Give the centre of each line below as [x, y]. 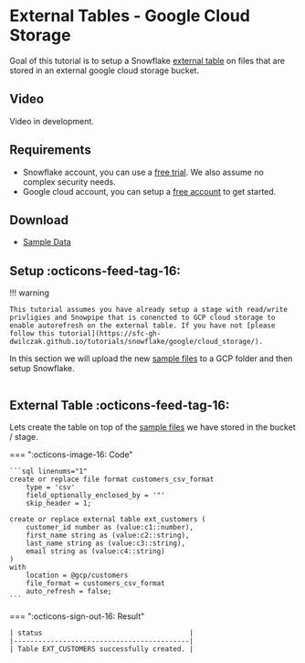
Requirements [50, 150]
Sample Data [47, 242]
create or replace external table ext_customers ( [108, 519]
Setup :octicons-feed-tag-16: [95, 271]
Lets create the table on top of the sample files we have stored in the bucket [152, 427]
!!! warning [30, 293]
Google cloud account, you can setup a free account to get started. [149, 191]
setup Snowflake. [42, 369]
